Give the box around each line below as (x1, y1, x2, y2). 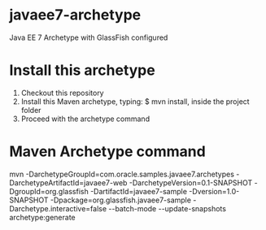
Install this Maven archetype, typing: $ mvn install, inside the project (20, 96, 251, 106)
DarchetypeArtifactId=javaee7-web (9, 177, 128, 188)
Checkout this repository (20, 88, 104, 98)
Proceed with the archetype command (20, 114, 150, 124)
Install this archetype (9, 61, 155, 80)
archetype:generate (9, 212, 76, 222)
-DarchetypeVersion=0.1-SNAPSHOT (129, 177, 253, 188)
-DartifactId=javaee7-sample (89, 186, 188, 196)
